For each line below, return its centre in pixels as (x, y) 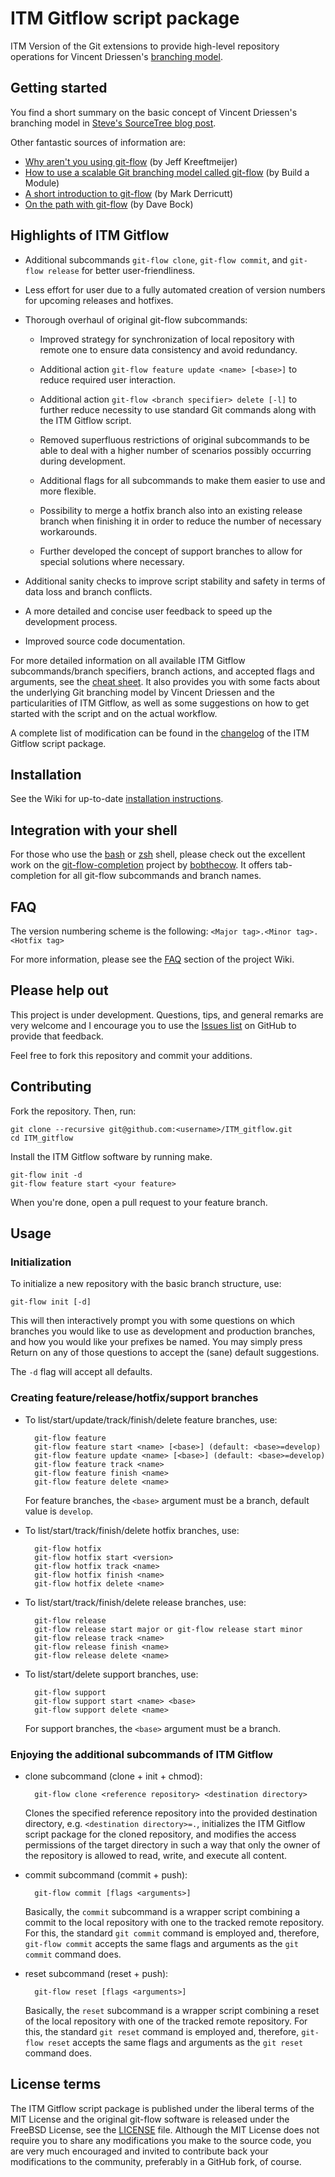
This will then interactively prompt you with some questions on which (152, 1321)
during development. (82, 461)
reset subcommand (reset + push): (96, 1973)
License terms (56, 2084)
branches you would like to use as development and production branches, (163, 1331)
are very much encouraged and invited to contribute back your (139, 2151)
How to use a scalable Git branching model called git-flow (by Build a (167, 172)
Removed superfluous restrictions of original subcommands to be (174, 439)
